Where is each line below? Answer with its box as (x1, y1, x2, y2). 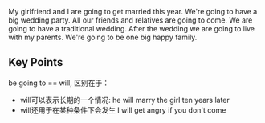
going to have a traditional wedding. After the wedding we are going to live (8, 24, 255, 33)
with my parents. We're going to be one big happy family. (8, 32, 198, 42)
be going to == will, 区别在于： (8, 78, 110, 88)
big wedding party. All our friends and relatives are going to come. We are (8, 15, 253, 25)
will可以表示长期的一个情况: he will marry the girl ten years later (19, 95, 230, 105)
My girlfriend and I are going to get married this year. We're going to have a (8, 7, 258, 16)
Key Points (8, 55, 63, 69)
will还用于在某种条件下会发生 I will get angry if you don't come (19, 105, 226, 115)
